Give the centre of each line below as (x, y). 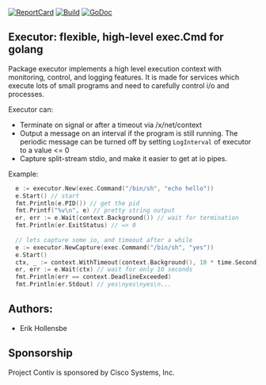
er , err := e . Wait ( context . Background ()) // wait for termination (127, 218)
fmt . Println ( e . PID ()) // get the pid (78, 203)
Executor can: (31, 109)
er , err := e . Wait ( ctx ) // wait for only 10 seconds (104, 270)
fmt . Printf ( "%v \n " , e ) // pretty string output (95, 210)
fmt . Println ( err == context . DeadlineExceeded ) (93, 277)
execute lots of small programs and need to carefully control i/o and (119, 85)
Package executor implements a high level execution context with (115, 68)
